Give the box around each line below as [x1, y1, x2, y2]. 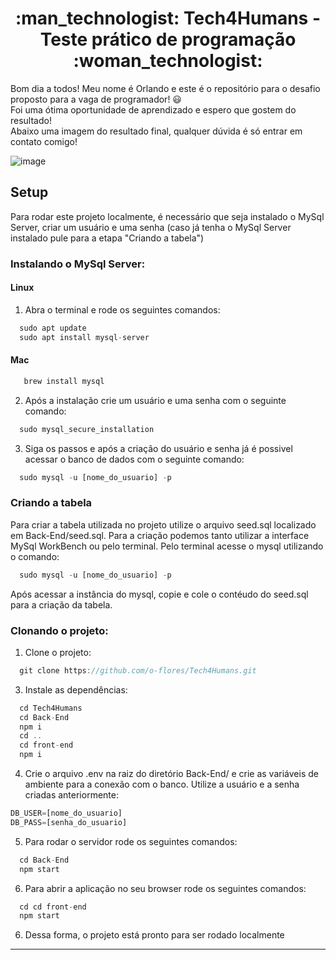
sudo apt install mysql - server [19, 332, 150, 342]
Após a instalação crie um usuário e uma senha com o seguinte [24, 394, 287, 406]
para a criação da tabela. [10, 598, 113, 611]
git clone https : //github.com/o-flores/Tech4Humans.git [19, 665, 257, 676]
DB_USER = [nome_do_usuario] [10, 808, 123, 819]
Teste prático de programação [39, 28, 297, 51]
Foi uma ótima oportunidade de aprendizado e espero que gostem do [10, 103, 297, 116]
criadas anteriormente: [24, 789, 119, 801]
